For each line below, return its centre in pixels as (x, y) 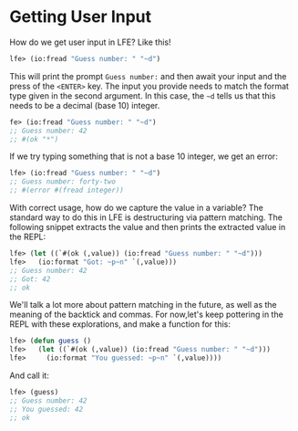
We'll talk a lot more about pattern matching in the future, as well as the (144, 305)
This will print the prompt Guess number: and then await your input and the (148, 76)
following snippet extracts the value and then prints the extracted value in (148, 227)
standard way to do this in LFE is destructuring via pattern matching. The (146, 217)
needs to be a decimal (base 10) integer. (85, 105)
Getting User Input (81, 17)
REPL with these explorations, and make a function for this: (120, 324)
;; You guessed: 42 (46, 409)
